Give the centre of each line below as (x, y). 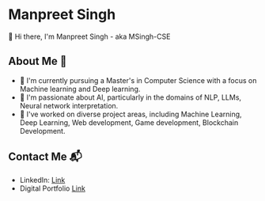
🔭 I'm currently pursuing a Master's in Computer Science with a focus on (138, 80)
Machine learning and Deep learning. (80, 89)
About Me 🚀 (38, 61)
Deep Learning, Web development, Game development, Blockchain (129, 122)
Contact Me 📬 (45, 157)
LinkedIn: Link (42, 180)
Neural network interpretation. (69, 105)
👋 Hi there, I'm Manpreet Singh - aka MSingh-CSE (89, 36)
